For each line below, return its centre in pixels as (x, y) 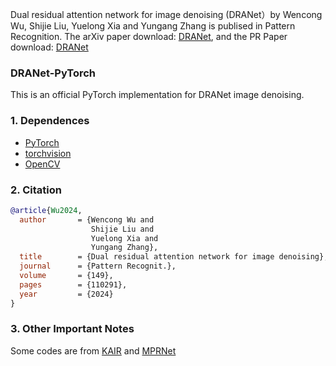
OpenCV (42, 164)
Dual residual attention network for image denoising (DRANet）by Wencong (166, 14)
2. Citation (36, 190)
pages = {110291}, (73, 284)
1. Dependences (50, 121)
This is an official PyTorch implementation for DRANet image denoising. (157, 95)
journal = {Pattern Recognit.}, (98, 266)
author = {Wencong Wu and (87, 219)
